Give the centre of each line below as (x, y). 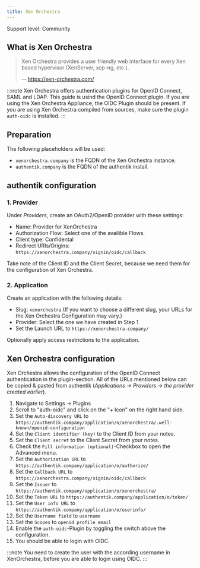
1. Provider (22, 202)
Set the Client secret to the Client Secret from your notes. (87, 440)
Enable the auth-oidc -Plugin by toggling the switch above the (90, 528)
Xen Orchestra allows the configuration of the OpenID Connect (83, 373)
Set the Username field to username (58, 516)
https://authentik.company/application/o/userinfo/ (80, 510)
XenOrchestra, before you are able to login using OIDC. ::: (77, 559)
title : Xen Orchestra (34, 12)
